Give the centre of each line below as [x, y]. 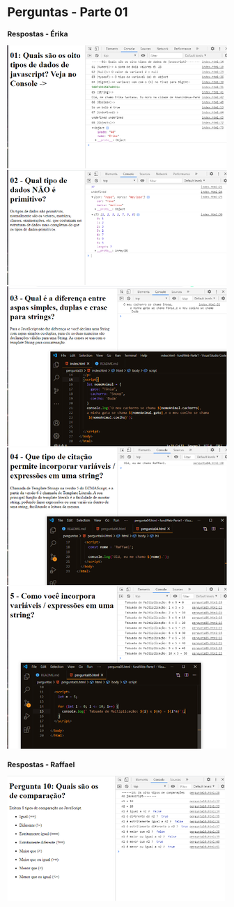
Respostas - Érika [38, 34]
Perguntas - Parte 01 [68, 12]
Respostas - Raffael [41, 764]
